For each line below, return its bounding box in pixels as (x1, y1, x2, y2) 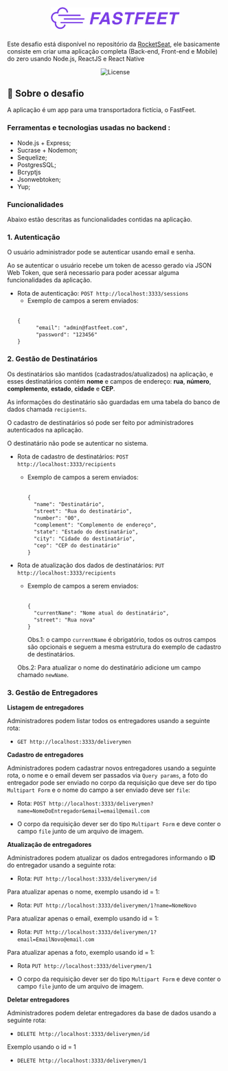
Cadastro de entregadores (7, 750, 84, 759)
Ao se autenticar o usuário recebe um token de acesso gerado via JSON (7, 261, 212, 269)
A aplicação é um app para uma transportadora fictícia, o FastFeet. (7, 106, 196, 114)
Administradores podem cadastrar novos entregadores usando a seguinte (7, 764, 216, 772)
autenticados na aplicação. (7, 426, 84, 434)
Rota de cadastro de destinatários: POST (16, 452, 129, 461)
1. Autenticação (7, 232, 60, 242)
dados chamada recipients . (7, 405, 87, 413)
